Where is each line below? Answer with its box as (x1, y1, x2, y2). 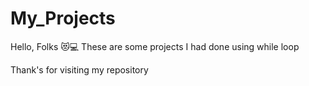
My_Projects (10, 7, 116, 30)
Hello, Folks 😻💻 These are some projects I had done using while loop (10, 40, 300, 52)
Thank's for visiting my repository (10, 63, 149, 76)
